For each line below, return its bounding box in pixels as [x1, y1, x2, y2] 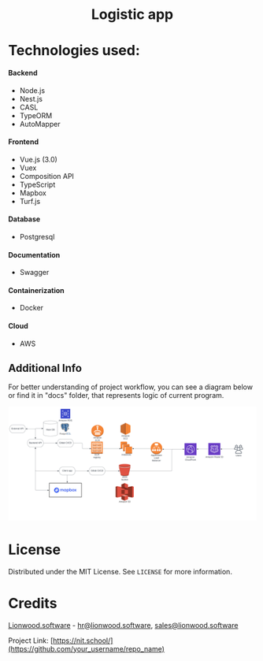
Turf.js [19, 196, 41, 206]
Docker [19, 303, 44, 313]
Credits [8, 594, 57, 612]
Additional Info [8, 361, 83, 375]
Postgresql [19, 232, 55, 241]
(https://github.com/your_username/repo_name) [8, 644, 165, 653]
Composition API [19, 171, 75, 180]
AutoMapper [19, 119, 61, 128]
